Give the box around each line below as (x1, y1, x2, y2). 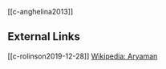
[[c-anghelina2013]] (7, 7, 74, 16)
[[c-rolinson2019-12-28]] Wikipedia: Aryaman (7, 51, 158, 61)
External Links (7, 30, 81, 43)
